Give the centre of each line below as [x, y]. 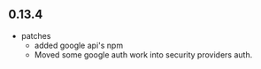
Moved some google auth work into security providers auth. [143, 54]
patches [36, 35]
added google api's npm [79, 45]
